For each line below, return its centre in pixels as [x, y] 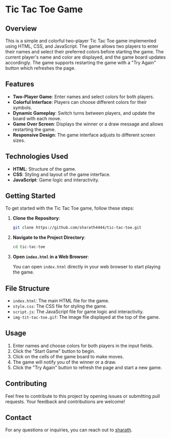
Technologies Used [37, 157]
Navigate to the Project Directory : [49, 238]
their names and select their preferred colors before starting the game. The [84, 52]
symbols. [22, 107]
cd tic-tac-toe [29, 247]
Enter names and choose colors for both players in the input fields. [83, 345]
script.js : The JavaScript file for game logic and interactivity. [78, 312]
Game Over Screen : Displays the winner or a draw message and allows [88, 124]
